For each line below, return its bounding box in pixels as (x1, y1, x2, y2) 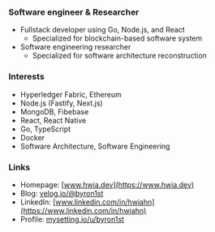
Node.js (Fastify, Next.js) (19, 98, 103, 108)
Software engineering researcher (19, 42, 131, 52)
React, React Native (19, 115, 87, 125)
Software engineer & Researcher (8, 6, 140, 18)
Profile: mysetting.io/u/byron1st (19, 214, 124, 224)
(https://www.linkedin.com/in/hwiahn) (19, 205, 147, 215)
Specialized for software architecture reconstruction (32, 51, 207, 61)
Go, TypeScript (19, 124, 71, 134)
